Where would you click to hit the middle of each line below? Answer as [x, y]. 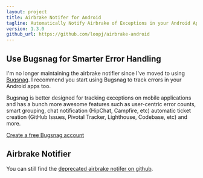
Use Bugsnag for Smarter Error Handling [84, 59]
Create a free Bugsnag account [45, 135]
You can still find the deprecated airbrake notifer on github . [80, 168]
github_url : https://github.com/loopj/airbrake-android [78, 34]
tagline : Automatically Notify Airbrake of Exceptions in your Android [98, 23]
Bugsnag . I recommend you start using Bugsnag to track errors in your [94, 80]
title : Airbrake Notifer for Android [54, 17]
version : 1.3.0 [25, 29]
